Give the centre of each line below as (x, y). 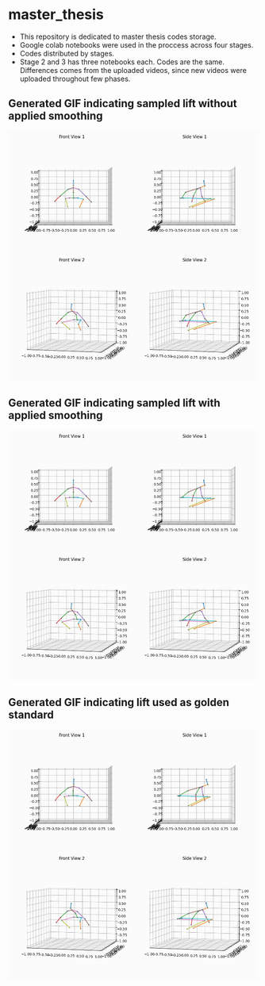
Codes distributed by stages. (67, 53)
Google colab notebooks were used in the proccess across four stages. (136, 44)
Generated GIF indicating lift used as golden (119, 702)
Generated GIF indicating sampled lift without (123, 104)
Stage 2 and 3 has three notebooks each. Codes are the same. (122, 62)
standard (31, 714)
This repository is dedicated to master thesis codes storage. (118, 36)
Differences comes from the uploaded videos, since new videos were (133, 70)
